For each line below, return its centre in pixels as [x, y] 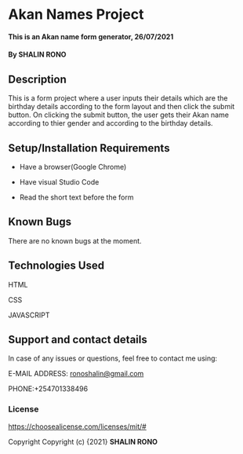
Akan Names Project [76, 15]
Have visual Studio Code [59, 182]
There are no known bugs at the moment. [75, 240]
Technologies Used [56, 266]
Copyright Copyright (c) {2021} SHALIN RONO [83, 441]
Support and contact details [78, 340]
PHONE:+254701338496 [48, 389]
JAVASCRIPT [29, 315]
